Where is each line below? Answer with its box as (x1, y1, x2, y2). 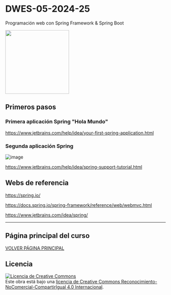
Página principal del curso (5, 231, 90, 240)
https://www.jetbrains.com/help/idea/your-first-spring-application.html (5, 129, 154, 136)
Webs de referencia (5, 179, 69, 187)
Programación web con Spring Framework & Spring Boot (5, 20, 124, 26)
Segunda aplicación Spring (5, 142, 74, 149)
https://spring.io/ (5, 192, 41, 198)
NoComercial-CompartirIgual (5, 284, 66, 290)
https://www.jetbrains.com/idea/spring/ (5, 212, 88, 218)
